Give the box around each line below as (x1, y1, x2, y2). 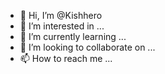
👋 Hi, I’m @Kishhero (19, 10, 103, 21)
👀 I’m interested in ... (19, 20, 105, 32)
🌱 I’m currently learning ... (19, 31, 127, 42)
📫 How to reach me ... (19, 53, 113, 64)
